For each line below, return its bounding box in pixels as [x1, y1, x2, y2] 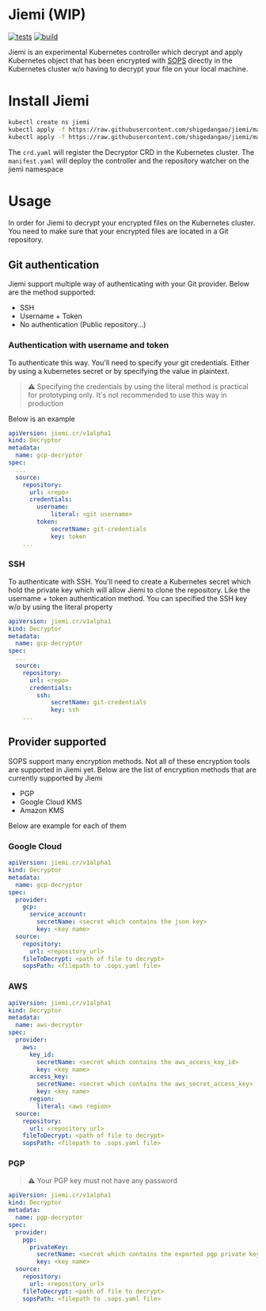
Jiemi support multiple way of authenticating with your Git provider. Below [8, 280, 249, 289]
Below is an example [8, 414, 75, 423]
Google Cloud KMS [19, 796, 82, 807]
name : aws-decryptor [15, 1021, 83, 1029]
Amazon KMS [19, 805, 65, 815]
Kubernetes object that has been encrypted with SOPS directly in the [8, 56, 233, 65]
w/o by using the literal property [8, 602, 113, 611]
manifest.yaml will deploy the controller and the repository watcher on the [8, 156, 249, 165]
